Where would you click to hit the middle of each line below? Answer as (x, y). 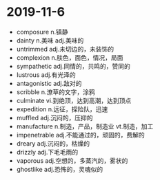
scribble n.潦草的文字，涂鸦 (56, 92)
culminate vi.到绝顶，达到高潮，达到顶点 (74, 100)
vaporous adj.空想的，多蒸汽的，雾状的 (72, 160)
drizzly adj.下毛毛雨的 (47, 152)
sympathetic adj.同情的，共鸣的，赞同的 (73, 66)
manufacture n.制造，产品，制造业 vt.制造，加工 (85, 126)
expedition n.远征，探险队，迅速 (62, 109)
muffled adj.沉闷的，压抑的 (55, 117)
